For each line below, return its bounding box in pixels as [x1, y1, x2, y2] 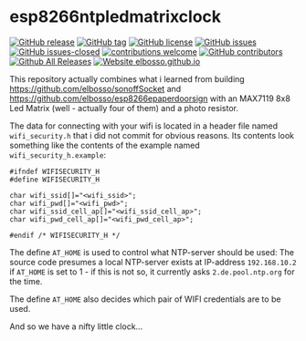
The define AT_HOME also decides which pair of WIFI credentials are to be [9, 294, 281, 305]
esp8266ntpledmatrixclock [9, 6, 222, 27]
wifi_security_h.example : [9, 149, 107, 160]
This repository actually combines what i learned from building [9, 73, 245, 84]
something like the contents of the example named [9, 139, 201, 150]
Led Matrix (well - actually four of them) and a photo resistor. [9, 102, 239, 113]
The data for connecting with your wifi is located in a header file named [9, 120, 279, 131]
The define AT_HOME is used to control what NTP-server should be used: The [9, 246, 295, 257]
